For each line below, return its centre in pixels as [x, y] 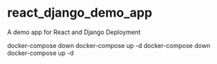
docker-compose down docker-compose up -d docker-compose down [109, 45]
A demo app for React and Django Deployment [74, 32]
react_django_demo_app [80, 13]
